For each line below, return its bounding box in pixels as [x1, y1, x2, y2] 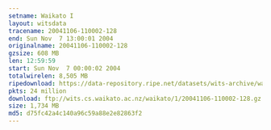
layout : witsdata [8, 19, 67, 27]
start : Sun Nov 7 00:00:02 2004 [8, 65, 121, 73]
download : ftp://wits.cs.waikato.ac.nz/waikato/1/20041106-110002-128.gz [8, 94, 262, 103]
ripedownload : [8, 79, 56, 87]
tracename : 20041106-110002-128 [8, 27, 117, 35]
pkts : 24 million [8, 86, 67, 95]
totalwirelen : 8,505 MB [8, 72, 89, 80]
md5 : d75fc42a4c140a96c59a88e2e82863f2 [8, 110, 143, 118]
